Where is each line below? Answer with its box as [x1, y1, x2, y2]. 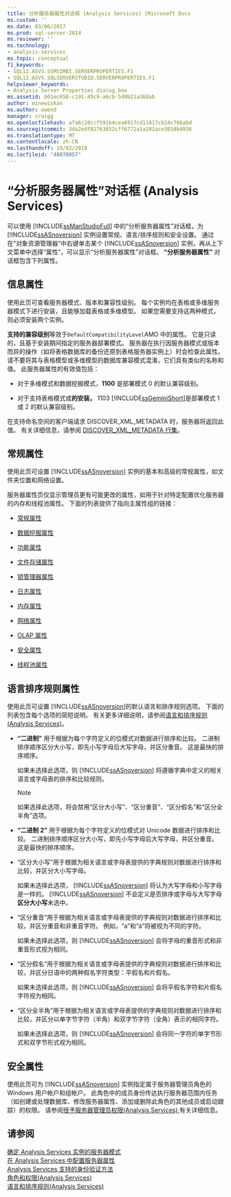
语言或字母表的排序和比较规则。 [16, 775, 108, 783]
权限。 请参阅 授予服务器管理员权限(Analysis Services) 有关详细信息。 [25, 1106, 222, 1114]
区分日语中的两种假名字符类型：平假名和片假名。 [35, 969, 174, 977]
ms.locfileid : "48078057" [7, 151, 81, 159]
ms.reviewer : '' [7, 36, 54, 43]
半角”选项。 [16, 811, 50, 820]
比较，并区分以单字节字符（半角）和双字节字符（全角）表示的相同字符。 [16, 1015, 222, 1023]
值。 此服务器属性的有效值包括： [7, 364, 100, 373]
